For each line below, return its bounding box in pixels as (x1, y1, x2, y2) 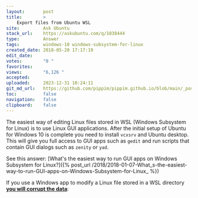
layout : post (6, 8, 54, 15)
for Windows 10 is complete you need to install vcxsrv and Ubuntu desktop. (6, 131, 189, 138)
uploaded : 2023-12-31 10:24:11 (6, 80, 94, 86)
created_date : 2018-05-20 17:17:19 (6, 47, 94, 53)
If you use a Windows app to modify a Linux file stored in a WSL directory (6, 178, 184, 186)
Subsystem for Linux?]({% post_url (6, 161, 91, 168)
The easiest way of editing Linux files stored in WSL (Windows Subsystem (6, 118, 187, 125)
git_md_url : (6, 86, 35, 92)
